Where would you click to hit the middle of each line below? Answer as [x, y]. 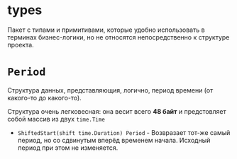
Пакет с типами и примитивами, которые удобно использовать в [106, 30]
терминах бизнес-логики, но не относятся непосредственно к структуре [118, 37]
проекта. [21, 45]
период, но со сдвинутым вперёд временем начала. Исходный [114, 140]
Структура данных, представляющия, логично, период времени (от [110, 90]
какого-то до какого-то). [44, 98]
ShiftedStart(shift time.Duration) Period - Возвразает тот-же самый [124, 132]
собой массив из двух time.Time [56, 119]
